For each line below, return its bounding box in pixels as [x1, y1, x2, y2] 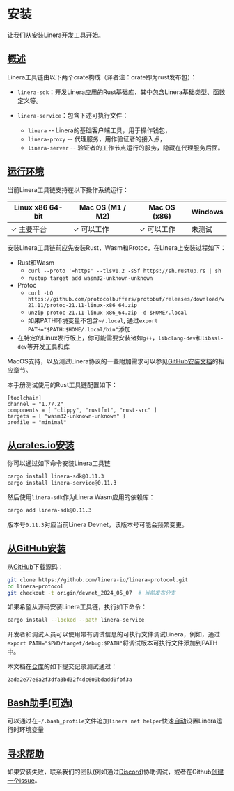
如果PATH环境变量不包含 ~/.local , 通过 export [27, 316, 158, 324]
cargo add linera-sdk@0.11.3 [7, 507, 92, 514]
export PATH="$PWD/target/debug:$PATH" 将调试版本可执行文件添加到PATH [7, 639, 218, 648]
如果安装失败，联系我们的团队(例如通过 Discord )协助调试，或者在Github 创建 [7, 767, 224, 776]
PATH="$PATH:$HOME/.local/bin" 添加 [27, 324, 131, 333]
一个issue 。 [7, 776, 41, 784]
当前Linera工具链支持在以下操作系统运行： [7, 185, 129, 194]
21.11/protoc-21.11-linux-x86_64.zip [27, 301, 138, 308]
